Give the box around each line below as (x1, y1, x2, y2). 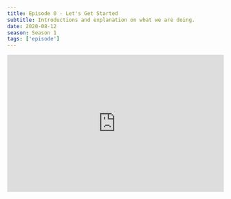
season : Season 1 (7, 29, 57, 36)
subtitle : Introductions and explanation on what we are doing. (7, 16, 195, 23)
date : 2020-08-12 (7, 23, 57, 30)
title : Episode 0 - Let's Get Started (7, 10, 118, 17)
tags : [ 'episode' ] (7, 36, 60, 43)
